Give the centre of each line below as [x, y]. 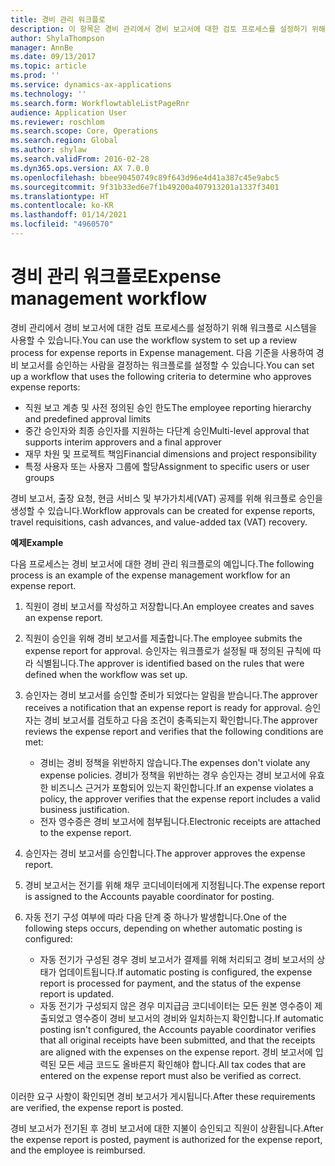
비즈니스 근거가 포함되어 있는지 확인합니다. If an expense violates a [182, 787]
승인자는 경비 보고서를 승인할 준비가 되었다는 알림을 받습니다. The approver [171, 695]
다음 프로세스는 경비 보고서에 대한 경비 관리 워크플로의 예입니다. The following [162, 563]
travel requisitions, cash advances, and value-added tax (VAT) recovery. [159, 522]
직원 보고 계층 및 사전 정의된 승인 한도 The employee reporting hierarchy [168, 407]
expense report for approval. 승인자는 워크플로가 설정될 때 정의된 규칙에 [167, 650]
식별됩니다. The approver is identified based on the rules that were [170, 663]
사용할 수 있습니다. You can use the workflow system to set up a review [154, 340]
